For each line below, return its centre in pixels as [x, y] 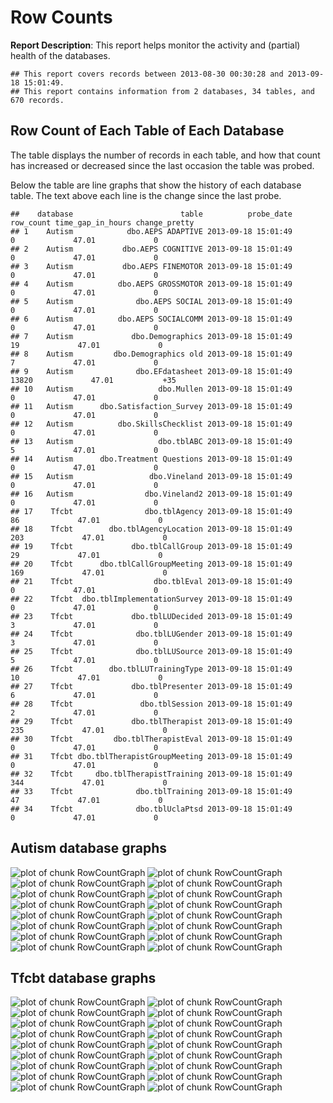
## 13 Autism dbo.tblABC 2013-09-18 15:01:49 [151, 441]
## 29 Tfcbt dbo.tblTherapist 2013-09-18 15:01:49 [151, 721]
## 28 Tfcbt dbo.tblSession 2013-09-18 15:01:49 [151, 704]
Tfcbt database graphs [83, 977]
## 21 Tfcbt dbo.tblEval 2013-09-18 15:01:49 [151, 581]
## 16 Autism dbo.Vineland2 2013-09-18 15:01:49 [151, 494]
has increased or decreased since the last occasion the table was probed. [162, 165]
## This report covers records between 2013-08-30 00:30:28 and [147, 74]
